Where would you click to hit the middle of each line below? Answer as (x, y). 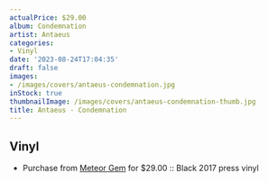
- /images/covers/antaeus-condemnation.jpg (92, 85)
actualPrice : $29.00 (48, 18)
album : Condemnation (48, 26)
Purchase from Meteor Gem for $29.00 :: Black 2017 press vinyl (140, 168)
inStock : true (36, 93)
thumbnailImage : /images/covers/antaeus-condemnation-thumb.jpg (133, 101)
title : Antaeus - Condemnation (68, 110)
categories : (32, 43)
